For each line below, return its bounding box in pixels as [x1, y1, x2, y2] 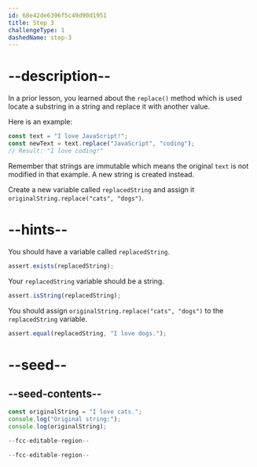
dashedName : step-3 [8, 33, 72, 42]
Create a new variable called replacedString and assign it [8, 184, 195, 194]
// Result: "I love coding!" [8, 146, 104, 154]
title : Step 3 [8, 19, 55, 27]
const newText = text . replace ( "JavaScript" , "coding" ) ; [8, 139, 195, 148]
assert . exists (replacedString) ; [8, 261, 114, 270]
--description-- [8, 68, 112, 85]
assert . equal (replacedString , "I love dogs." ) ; [8, 329, 167, 337]
